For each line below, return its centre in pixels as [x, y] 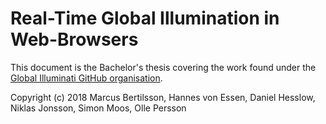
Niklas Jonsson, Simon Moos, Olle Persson [98, 108]
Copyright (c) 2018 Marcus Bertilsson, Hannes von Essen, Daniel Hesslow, [163, 97]
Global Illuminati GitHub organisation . [86, 78]
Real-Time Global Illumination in [145, 18]
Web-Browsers [74, 39]
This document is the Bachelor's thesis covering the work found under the [163, 67]
